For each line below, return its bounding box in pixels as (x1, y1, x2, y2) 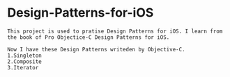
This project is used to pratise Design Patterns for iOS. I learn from (7, 28, 223, 35)
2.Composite (7, 58, 42, 65)
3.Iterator (7, 64, 39, 71)
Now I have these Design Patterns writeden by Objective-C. (7, 46, 186, 53)
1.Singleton (7, 52, 42, 59)
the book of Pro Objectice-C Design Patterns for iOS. (7, 33, 170, 41)
